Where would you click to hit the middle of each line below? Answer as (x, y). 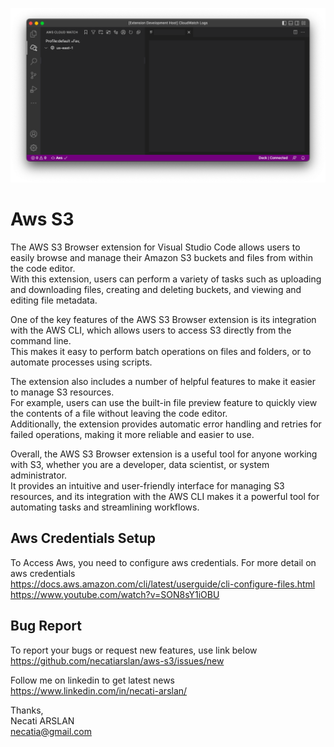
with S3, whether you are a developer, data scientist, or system (140, 464)
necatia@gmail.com (51, 731)
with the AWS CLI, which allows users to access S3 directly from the (151, 330)
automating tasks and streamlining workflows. (105, 507)
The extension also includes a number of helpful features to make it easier (163, 381)
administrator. (39, 475)
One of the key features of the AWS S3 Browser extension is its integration (163, 319)
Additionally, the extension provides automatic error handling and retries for (166, 424)
